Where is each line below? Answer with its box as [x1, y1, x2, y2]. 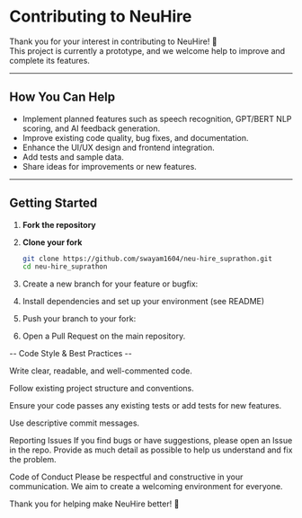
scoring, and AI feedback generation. [22, 123, 161, 134]
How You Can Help [9, 90, 115, 105]
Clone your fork [22, 236, 83, 248]
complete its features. [9, 55, 90, 66]
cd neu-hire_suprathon [22, 262, 108, 271]
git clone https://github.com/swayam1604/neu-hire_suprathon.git [22, 254, 272, 263]
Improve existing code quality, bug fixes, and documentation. [22, 132, 249, 143]
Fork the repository [22, 219, 96, 230]
